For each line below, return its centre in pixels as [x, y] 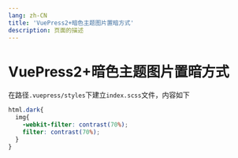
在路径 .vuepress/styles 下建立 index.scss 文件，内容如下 [99, 95]
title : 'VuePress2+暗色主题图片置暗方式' [71, 23]
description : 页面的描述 [46, 30]
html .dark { [26, 110]
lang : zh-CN [28, 15]
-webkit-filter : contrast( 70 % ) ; [75, 125]
